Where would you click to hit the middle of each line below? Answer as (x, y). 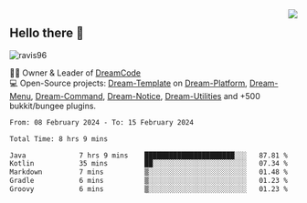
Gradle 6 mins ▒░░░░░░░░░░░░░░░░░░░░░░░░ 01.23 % (148, 181)
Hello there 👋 (47, 33)
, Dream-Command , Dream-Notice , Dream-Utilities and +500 (145, 96)
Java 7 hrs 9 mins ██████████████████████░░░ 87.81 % (148, 155)
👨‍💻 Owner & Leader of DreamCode (75, 73)
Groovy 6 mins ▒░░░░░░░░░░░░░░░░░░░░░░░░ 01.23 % (148, 189)
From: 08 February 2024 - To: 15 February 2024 (102, 122)
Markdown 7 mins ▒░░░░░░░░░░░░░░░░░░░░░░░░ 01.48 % (148, 172)
